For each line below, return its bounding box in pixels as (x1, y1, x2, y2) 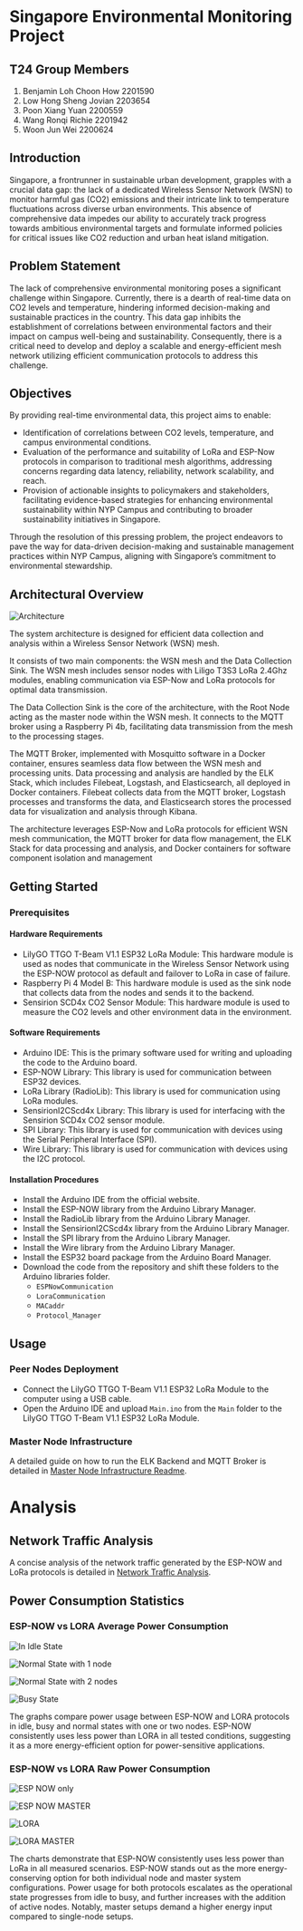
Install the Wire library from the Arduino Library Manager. (22, 1242, 235, 1253)
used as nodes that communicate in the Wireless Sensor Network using (22, 958, 289, 969)
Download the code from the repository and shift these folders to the (22, 1261, 279, 1272)
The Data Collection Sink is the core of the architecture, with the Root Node (9, 702, 290, 713)
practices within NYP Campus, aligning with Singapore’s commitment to (9, 551, 277, 562)
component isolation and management (9, 853, 153, 864)
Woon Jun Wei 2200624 (22, 124, 114, 135)
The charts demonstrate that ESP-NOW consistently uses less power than (9, 1853, 285, 1864)
